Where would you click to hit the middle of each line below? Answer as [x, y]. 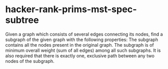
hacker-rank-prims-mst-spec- [71, 9]
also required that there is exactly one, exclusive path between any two [80, 56]
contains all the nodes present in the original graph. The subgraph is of [80, 45]
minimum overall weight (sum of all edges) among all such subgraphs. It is [83, 50]
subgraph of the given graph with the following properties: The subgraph [82, 40]
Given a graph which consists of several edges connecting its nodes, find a [84, 34]
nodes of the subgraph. [30, 61]
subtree [22, 20]
